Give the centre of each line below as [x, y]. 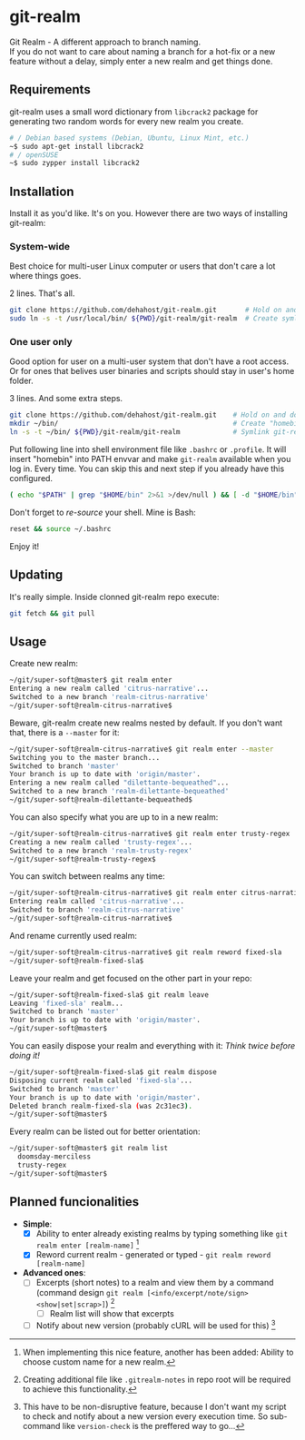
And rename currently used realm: [74, 935]
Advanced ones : [54, 1273]
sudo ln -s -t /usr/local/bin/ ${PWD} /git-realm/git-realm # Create [144, 319]
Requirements [50, 89]
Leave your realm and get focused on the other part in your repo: [131, 978]
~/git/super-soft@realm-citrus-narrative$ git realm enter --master [142, 749]
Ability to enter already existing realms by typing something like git [162, 1233]
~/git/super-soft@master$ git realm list [89, 1149]
